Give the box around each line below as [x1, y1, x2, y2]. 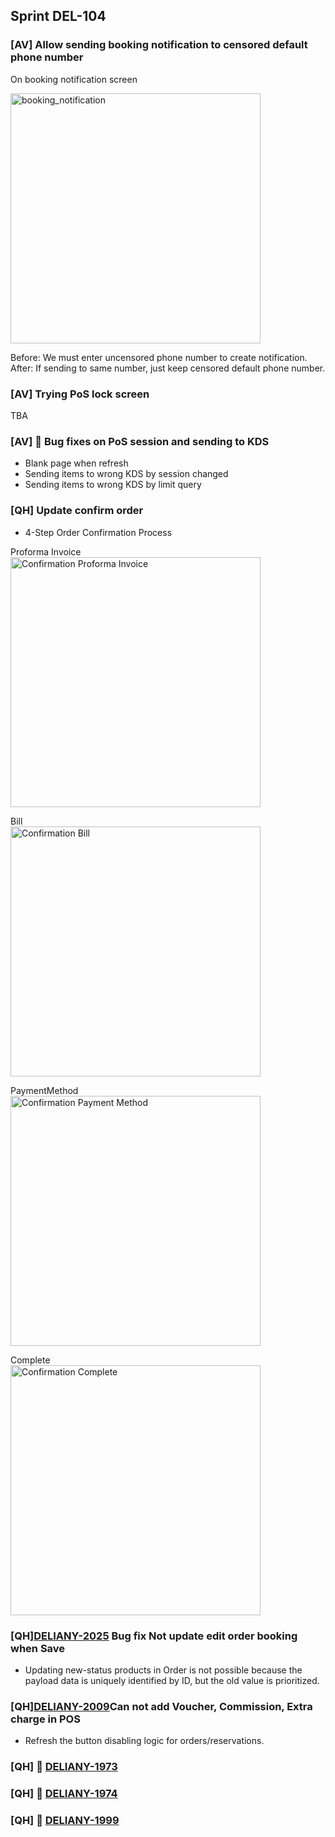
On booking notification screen [10, 73, 138, 85]
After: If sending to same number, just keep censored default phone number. [10, 362, 326, 374]
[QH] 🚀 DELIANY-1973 [10, 1760, 118, 1774]
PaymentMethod [10, 1084, 79, 1096]
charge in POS [10, 1712, 81, 1726]
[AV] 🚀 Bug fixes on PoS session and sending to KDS [10, 434, 270, 448]
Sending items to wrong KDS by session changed [24, 468, 229, 480]
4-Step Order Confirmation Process [24, 526, 173, 538]
